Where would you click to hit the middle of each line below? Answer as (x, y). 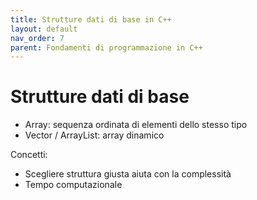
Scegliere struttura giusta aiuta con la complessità (128, 174)
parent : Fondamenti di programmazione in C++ (106, 47)
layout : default (44, 29)
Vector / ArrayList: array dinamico (94, 135)
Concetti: (29, 155)
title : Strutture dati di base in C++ (91, 19)
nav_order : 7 (37, 38)
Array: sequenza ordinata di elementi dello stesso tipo (136, 125)
